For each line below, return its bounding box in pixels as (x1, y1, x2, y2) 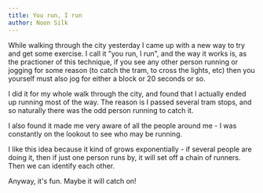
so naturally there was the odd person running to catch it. (8, 105, 194, 115)
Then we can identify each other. (8, 161, 115, 170)
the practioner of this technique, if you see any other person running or (8, 56, 238, 67)
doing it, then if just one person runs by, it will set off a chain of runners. (8, 152, 241, 162)
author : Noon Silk (8, 19, 68, 27)
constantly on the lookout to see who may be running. (8, 129, 183, 138)
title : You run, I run (8, 11, 82, 20)
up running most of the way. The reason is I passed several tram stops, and (8, 97, 252, 107)
